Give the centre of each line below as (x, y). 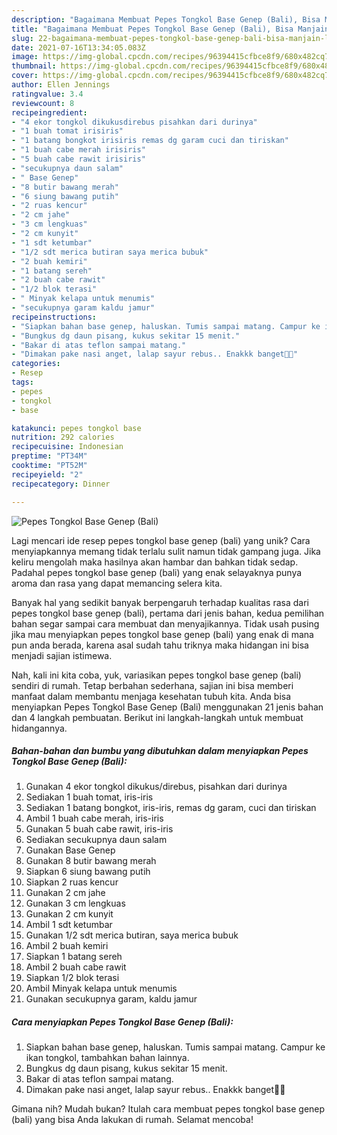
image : (25, 57)
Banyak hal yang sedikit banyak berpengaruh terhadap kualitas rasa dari (160, 602)
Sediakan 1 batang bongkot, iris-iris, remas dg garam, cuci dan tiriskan (171, 808)
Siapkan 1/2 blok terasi (72, 978)
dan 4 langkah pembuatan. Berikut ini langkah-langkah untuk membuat (157, 717)
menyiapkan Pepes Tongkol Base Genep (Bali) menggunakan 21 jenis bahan (167, 707)
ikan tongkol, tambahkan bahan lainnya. (107, 1058)
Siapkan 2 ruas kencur (72, 882)
